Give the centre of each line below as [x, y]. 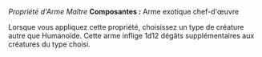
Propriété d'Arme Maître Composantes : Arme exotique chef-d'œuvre [124, 12]
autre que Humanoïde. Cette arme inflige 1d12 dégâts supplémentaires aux [131, 36]
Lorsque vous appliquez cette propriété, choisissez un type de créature [126, 27]
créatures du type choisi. [49, 44]
